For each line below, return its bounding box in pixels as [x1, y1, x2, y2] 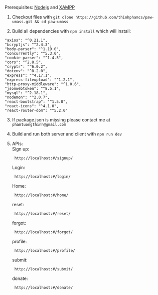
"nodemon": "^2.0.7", [5, 95, 50, 100]
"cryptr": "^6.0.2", [5, 64, 48, 69]
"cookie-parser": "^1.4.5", [5, 55, 64, 60]
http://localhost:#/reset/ [14, 211, 71, 216]
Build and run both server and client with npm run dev [12, 131, 122, 137]
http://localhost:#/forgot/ [14, 230, 73, 235]
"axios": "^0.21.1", [5, 38, 48, 43]
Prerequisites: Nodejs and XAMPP [5, 5, 75, 10]
